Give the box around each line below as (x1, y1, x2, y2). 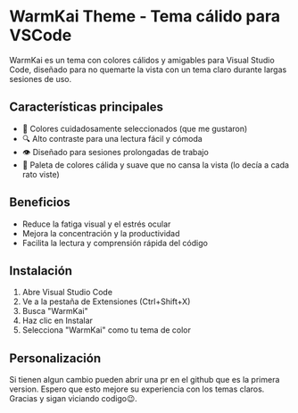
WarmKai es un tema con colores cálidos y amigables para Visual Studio (9, 54, 275, 65)
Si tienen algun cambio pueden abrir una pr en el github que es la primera (9, 375, 280, 385)
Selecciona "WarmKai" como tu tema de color (21, 325, 192, 335)
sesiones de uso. (9, 73, 72, 84)
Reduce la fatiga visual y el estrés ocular (21, 219, 171, 229)
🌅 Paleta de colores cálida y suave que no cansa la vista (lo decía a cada (21, 159, 290, 170)
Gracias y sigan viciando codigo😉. (9, 393, 138, 404)
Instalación (9, 263, 73, 278)
